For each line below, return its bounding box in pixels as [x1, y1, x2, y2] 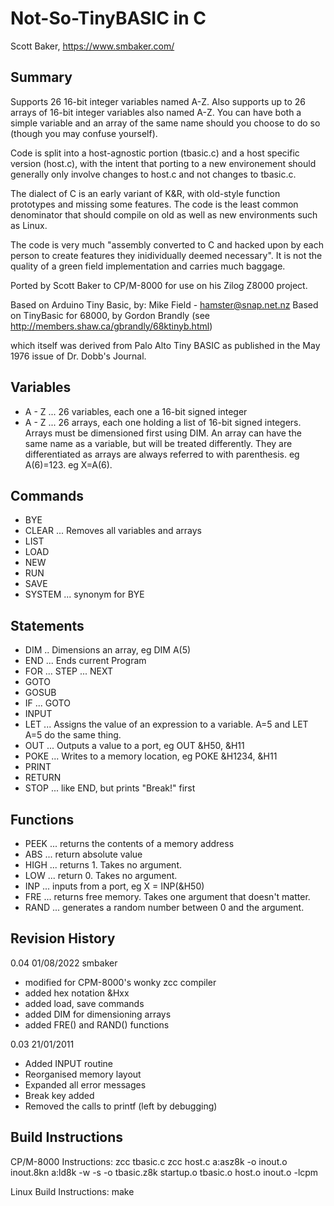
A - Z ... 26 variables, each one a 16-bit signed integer [24, 405, 248, 417]
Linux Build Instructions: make [10, 1185, 135, 1197]
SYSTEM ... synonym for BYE [24, 588, 145, 601]
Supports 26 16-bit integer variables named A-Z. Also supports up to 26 [10, 95, 307, 107]
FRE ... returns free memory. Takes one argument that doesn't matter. [24, 891, 311, 902]
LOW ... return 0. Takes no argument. [24, 870, 178, 881]
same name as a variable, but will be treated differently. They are [24, 437, 293, 449]
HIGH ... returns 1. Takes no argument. [24, 859, 183, 871]
